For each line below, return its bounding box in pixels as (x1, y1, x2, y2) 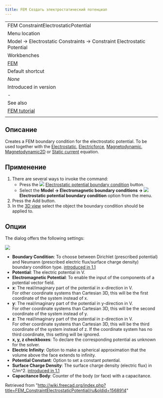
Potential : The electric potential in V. (12, 269, 85, 275)
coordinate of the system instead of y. (12, 311, 88, 317)
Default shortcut (7, 68, 45, 75)
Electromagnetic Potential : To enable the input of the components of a (12, 275, 154, 281)
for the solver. (12, 342, 40, 348)
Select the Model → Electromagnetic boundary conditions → (19, 188, 143, 193)
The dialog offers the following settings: (5, 235, 85, 241)
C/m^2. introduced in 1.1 (12, 368, 60, 374)
